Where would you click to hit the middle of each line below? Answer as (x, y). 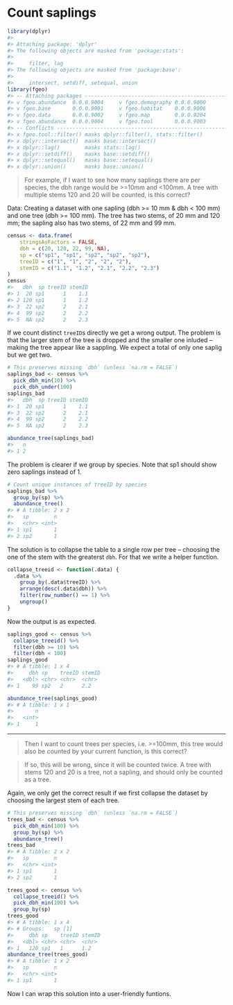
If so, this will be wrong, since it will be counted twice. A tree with (118, 765)
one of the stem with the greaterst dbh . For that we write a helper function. (113, 557)
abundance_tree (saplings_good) (52, 698)
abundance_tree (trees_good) (48, 955)
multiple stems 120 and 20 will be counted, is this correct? (107, 195)
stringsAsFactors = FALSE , (59, 242)
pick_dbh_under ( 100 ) (43, 387)
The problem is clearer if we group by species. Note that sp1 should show (112, 464)
